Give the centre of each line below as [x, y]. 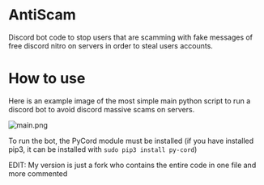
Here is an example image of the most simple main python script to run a [130, 101]
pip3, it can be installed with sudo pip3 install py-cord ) [103, 149]
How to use [47, 79]
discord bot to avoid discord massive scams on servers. [102, 109]
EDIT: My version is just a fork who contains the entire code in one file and [132, 165]
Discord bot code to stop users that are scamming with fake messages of [131, 37]
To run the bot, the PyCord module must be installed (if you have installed [131, 141]
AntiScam [43, 15]
